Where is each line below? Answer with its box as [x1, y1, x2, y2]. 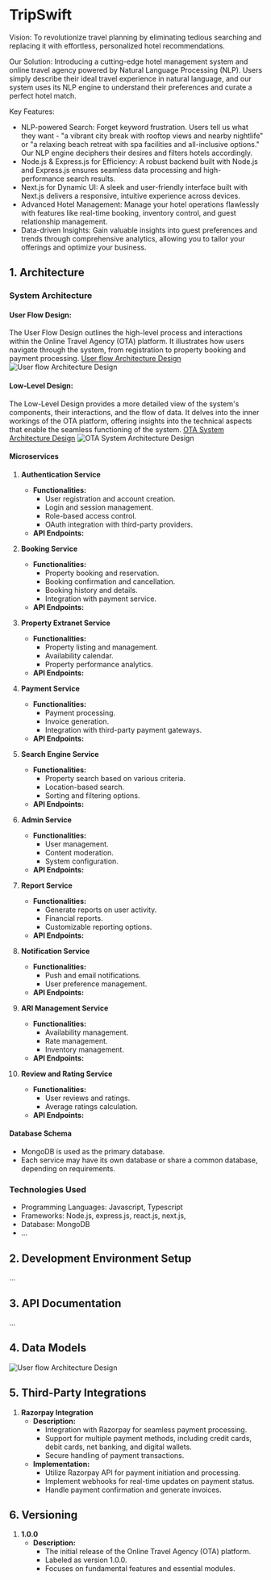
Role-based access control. [44, 511, 137, 520]
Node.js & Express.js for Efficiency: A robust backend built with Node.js [20, 156, 259, 166]
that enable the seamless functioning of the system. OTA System [9, 424, 224, 434]
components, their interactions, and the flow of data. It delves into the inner [9, 407, 260, 417]
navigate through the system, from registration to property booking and [9, 345, 247, 355]
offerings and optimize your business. [20, 242, 147, 252]
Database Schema [9, 1128, 72, 1138]
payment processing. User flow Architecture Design [9, 354, 181, 363]
